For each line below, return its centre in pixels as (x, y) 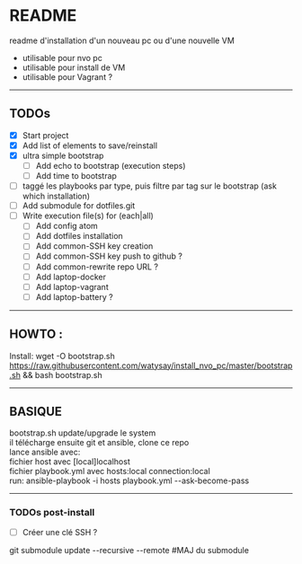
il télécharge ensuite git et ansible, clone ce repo (99, 443)
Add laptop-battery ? (75, 296)
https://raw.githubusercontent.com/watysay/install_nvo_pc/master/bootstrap (151, 366)
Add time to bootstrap (76, 176)
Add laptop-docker (71, 277)
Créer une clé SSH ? (60, 532)
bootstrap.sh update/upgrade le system (83, 433)
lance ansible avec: (45, 452)
